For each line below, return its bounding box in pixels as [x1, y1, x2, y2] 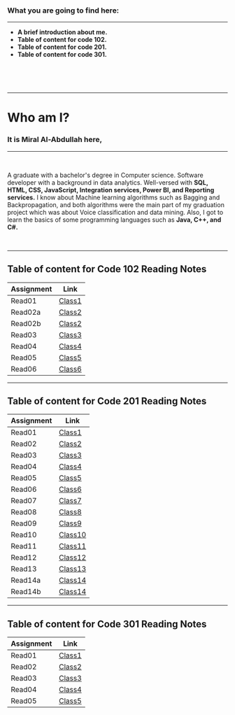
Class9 [59, 518, 82, 528]
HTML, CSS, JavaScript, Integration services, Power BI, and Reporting [7, 185, 215, 194]
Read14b [10, 587, 41, 597]
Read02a [10, 307, 41, 317]
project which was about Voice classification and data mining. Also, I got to [7, 208, 224, 216]
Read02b [10, 318, 41, 328]
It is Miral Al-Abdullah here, [7, 135, 103, 145]
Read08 [10, 507, 37, 517]
